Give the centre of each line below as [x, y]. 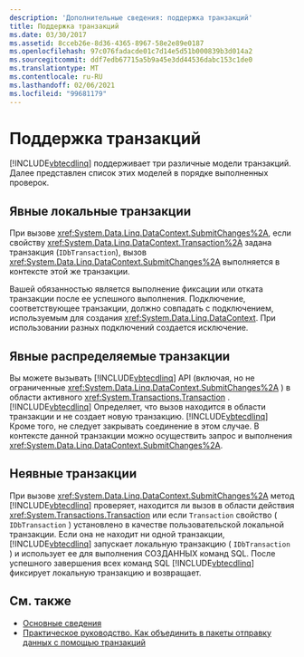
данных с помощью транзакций [84, 642]
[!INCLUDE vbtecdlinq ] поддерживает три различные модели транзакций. [150, 163]
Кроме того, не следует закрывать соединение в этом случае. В [134, 426]
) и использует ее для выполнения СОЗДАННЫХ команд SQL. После [142, 553]
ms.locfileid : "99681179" [58, 93]
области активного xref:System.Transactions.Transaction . [120, 397]
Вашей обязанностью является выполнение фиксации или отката [137, 289]
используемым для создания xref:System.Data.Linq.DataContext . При [142, 318]
